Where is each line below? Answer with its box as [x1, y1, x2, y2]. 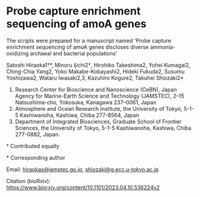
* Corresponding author [6, 154, 66, 161]
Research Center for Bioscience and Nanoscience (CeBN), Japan [14, 86, 177, 93]
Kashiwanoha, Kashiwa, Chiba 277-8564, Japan [20, 111, 140, 119]
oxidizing [6, 49, 29, 57]
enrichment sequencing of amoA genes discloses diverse [6, 43, 149, 51]
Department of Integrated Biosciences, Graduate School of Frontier [14, 117, 182, 125]
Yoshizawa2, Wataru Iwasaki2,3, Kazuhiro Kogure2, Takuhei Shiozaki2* [6, 74, 184, 81]
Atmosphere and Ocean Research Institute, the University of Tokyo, [14, 105, 183, 112]
